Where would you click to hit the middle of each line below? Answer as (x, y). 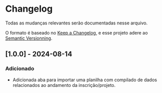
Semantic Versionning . (29, 38)
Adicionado (20, 69)
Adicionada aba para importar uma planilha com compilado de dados (85, 80)
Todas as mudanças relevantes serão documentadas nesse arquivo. (76, 23)
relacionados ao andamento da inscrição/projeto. (64, 85)
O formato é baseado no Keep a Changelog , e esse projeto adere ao (77, 33)
